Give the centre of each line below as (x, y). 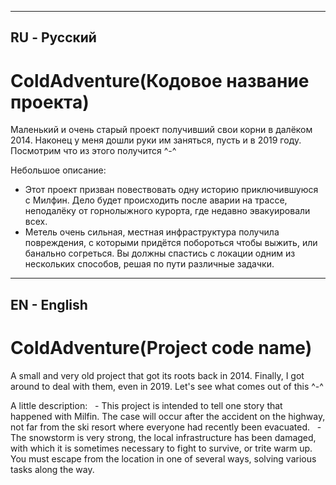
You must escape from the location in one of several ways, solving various (163, 458)
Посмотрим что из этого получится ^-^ (93, 151)
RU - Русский (53, 37)
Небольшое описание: (58, 170)
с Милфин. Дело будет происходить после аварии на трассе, (156, 200)
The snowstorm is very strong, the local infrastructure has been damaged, (163, 437)
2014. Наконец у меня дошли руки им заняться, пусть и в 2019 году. (156, 140)
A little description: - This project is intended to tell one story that (146, 405)
